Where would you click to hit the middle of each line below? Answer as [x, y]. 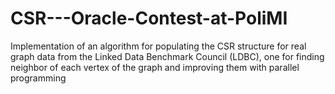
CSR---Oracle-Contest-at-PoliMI [149, 18]
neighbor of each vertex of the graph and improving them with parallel [155, 67]
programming [38, 78]
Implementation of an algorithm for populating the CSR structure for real [158, 46]
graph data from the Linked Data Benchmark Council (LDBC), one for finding [167, 56]
